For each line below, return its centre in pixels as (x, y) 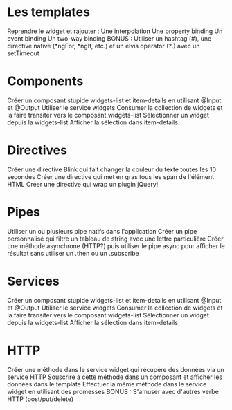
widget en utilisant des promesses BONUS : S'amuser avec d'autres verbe (113, 391)
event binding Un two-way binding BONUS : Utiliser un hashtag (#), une (109, 38)
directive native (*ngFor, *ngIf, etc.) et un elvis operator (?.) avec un (104, 46)
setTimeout (23, 53)
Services (34, 281)
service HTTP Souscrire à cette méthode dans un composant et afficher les (115, 377)
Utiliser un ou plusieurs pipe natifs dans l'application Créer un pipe (102, 231)
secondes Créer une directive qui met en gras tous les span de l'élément (111, 176)
